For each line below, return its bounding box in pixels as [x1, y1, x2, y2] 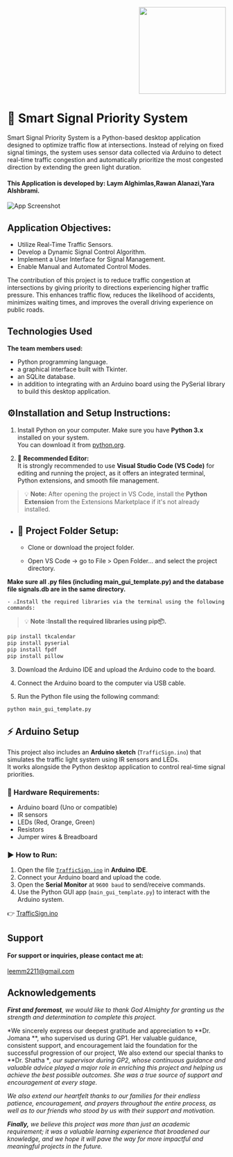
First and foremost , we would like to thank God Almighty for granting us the [7, 1005, 225, 1014]
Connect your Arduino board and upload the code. [17, 873, 162, 882]
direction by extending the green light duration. [7, 163, 142, 171]
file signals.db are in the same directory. [7, 585, 126, 594]
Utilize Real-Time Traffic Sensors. [17, 240, 113, 248]
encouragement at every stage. [7, 1078, 98, 1086]
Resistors [17, 825, 44, 834]
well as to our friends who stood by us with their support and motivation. [7, 1106, 216, 1115]
